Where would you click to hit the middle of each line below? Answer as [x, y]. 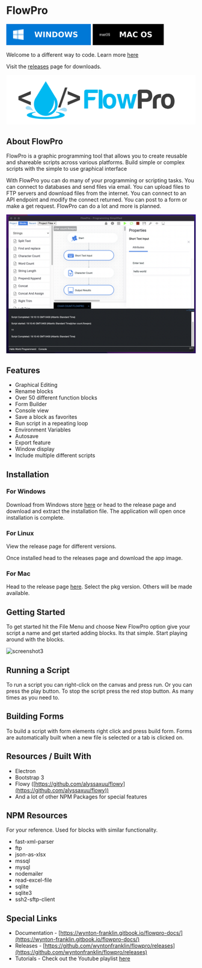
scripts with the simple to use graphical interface [67, 169]
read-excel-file [33, 880]
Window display [35, 449]
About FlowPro [35, 142]
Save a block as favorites [46, 417]
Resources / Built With [49, 756]
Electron [25, 771]
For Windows [26, 491]
